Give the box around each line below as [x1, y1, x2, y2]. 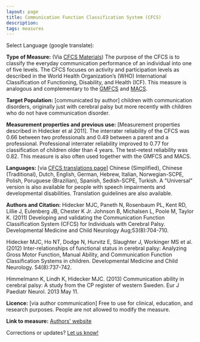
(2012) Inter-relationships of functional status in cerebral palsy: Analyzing [6, 245, 187, 252]
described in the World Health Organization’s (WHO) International [6, 72, 167, 80]
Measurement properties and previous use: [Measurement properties [6, 121, 180, 129]
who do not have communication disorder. [6, 109, 110, 117]
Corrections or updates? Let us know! [6, 329, 99, 337]
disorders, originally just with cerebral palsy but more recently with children [6, 103, 192, 111]
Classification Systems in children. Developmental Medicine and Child [6, 258, 178, 265]
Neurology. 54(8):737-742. [6, 264, 72, 271]
